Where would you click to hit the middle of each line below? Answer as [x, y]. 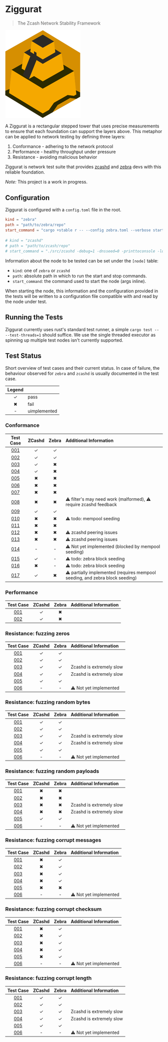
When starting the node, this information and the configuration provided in [82, 291]
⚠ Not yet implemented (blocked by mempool [113, 546]
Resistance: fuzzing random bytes [48, 702]
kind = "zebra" [21, 219]
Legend [15, 390]
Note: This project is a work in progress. [46, 182]
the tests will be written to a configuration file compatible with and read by [82, 296]
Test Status [23, 356]
